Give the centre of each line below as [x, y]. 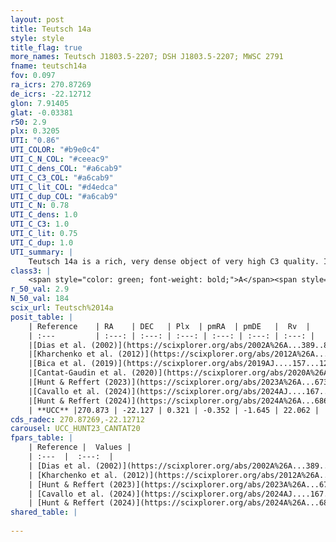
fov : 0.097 [33, 76]
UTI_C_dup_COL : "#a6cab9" [64, 196]
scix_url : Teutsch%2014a [62, 308]
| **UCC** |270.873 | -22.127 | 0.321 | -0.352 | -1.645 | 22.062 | [174, 410]
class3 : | [31, 271]
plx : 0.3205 [35, 131]
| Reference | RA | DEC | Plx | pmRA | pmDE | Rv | [169, 326]
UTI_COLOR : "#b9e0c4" [55, 150]
